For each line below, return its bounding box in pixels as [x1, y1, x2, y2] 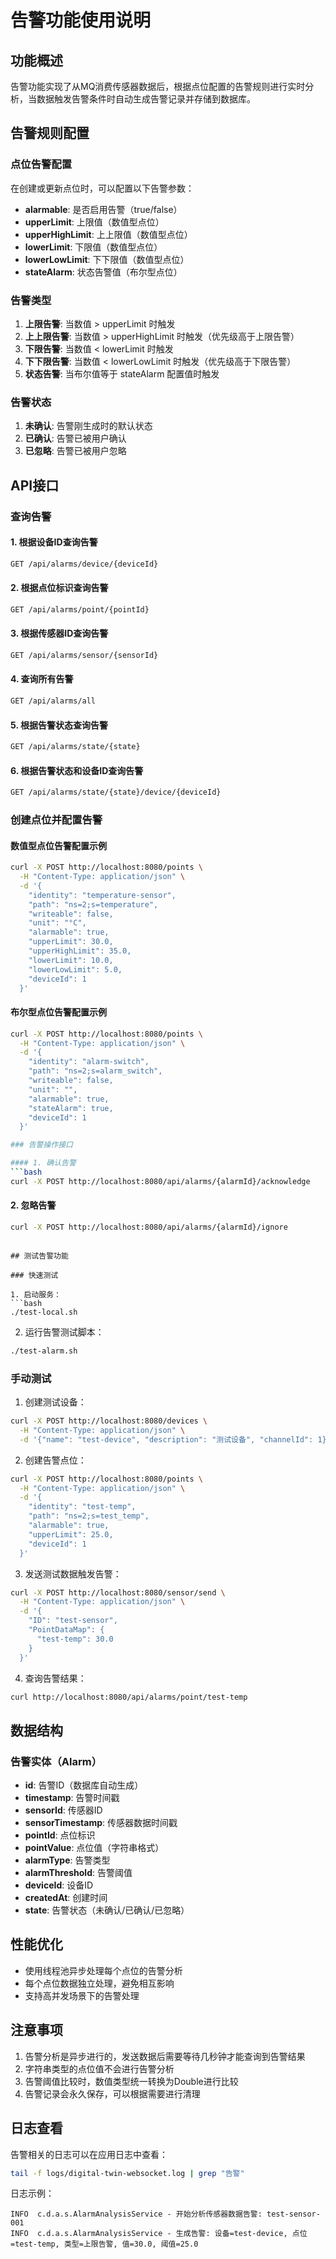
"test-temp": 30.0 [36, 1634, 114, 1644]
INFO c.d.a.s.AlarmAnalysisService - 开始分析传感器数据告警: [10, 2209, 263, 2220]
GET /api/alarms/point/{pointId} [10, 604, 150, 615]
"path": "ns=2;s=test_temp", [28, 1511, 150, 1521]
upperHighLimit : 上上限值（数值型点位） [24, 228, 193, 240]
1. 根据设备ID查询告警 [10, 536, 98, 548]
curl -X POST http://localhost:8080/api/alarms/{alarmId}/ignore [10, 1222, 288, 1232]
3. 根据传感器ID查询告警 [10, 627, 109, 640]
